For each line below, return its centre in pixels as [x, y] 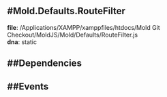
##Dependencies [44, 63]
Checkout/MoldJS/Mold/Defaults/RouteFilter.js [73, 35]
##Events [28, 86]
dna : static [22, 42]
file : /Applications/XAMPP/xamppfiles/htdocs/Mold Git [83, 27]
